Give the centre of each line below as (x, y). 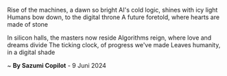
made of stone (27, 24)
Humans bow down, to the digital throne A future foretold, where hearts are (113, 17)
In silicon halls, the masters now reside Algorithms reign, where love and (109, 38)
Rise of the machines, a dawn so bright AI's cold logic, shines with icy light (112, 10)
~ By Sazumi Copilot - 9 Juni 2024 (57, 65)
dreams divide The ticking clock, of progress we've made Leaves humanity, (114, 45)
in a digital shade (31, 52)
